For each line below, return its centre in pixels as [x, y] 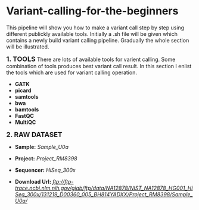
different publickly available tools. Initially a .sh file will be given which [92, 34]
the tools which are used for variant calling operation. [71, 72]
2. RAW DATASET [34, 134]
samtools [27, 96]
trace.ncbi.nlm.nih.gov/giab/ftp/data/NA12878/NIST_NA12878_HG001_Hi [104, 188]
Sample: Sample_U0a [41, 147]
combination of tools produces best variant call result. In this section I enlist [99, 66]
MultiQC [25, 122]
